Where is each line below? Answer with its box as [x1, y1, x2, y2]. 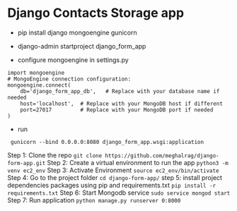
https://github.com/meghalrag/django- [105, 152, 219, 159]
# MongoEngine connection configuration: [7, 76, 132, 83]
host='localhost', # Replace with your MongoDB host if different [20, 100, 223, 107]
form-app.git [7, 159, 46, 167]
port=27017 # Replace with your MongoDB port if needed [20, 106, 214, 114]
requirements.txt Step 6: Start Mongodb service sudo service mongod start [7, 188, 231, 197]
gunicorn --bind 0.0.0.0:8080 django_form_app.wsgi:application [10, 138, 204, 145]
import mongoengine [7, 69, 65, 76]
